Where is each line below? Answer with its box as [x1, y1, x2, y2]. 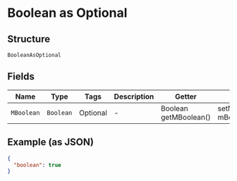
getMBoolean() [161, 112, 212, 122]
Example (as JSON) [7, 136, 94, 149]
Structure [7, 33, 51, 45]
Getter [175, 92, 197, 101]
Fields [7, 70, 35, 82]
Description [114, 92, 154, 101]
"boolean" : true [13, 161, 61, 168]
